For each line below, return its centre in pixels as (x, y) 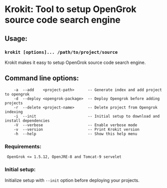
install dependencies (27, 121)
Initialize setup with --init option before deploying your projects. (72, 180)
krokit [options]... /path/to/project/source (61, 52)
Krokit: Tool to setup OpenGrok (70, 9)
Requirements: (23, 146)
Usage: (16, 38)
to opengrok (17, 94)
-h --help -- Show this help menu (75, 134)
